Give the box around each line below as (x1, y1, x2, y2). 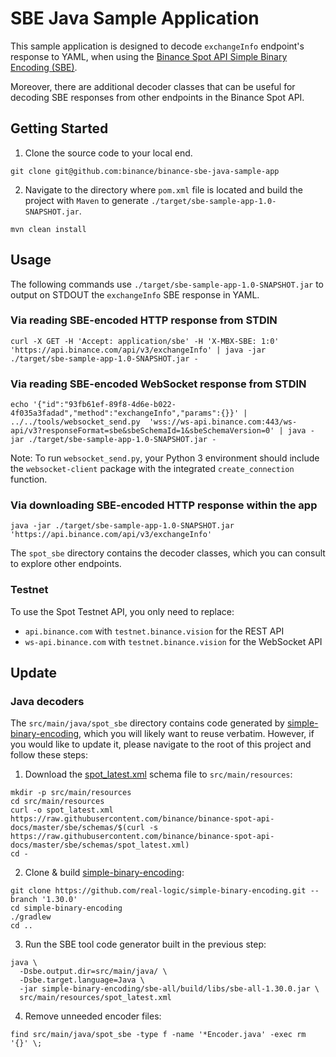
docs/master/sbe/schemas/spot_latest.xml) (10, 840, 190, 851)
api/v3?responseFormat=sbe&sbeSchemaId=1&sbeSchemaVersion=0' (10, 426, 275, 436)
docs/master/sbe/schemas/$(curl (10, 823, 145, 833)
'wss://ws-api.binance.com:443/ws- (148, 417, 298, 427)
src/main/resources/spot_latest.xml (19, 993, 172, 1003)
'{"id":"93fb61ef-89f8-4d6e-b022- (32, 400, 177, 410)
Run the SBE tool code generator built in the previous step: (24, 938, 267, 951)
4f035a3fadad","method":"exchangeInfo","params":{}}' (10, 408, 240, 419)
